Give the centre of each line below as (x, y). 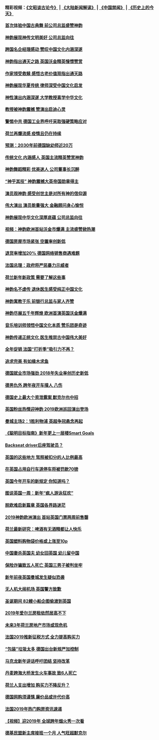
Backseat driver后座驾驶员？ (34, 445)
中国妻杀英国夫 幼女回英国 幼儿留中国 (42, 553)
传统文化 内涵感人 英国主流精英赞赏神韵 (44, 157)
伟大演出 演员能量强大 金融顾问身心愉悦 (44, 205)
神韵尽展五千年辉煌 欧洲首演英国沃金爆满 (46, 313)
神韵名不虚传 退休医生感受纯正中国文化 (44, 289)
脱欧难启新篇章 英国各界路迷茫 (35, 505)
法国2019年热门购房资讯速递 (33, 709)
